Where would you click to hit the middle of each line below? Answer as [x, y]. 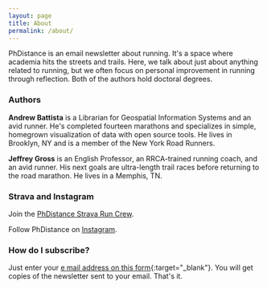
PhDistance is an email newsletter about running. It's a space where [121, 54]
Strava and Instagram [51, 196]
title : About [30, 23]
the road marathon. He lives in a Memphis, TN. [85, 175]
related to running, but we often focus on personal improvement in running [132, 71]
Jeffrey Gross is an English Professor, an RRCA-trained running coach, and [133, 158]
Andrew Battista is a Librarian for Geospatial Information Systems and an [130, 117]
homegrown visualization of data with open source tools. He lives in [120, 134]
